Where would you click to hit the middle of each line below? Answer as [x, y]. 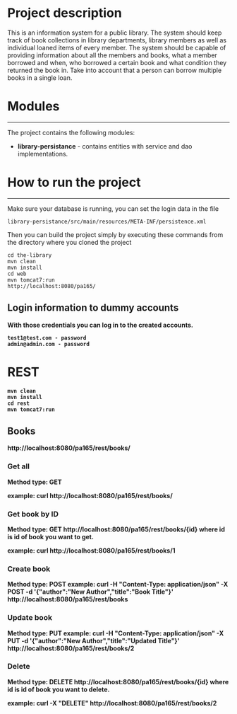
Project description [65, 13]
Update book [30, 618]
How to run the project [74, 183]
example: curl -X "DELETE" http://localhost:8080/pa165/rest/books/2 [112, 703]
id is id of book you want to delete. [59, 689]
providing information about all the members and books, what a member [112, 55]
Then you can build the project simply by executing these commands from [115, 234]
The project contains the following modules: [71, 132]
